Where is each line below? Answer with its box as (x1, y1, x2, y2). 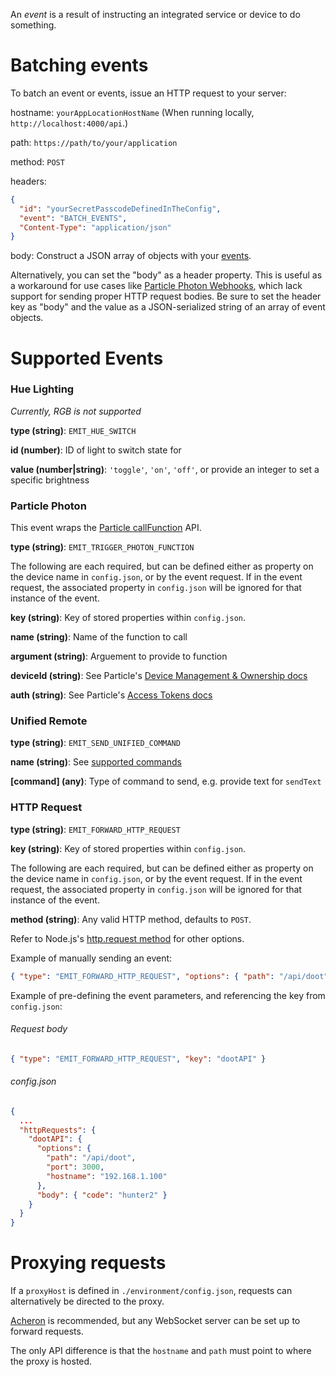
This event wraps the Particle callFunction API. (10, 522, 202, 534)
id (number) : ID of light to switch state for (10, 444, 182, 456)
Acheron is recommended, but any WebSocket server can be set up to (10, 1315, 301, 1327)
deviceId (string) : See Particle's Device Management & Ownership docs (10, 670, 308, 682)
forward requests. (10, 1325, 84, 1338)
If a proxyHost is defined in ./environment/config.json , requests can (10, 1285, 293, 1297)
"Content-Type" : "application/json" (19, 222, 172, 233)
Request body (10, 1023, 68, 1035)
